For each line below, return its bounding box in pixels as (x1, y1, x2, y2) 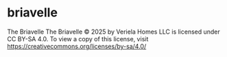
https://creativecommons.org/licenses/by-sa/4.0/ (7, 42, 147, 50)
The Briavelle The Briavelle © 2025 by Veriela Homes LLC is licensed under (7, 27, 221, 36)
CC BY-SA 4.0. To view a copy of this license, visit (7, 34, 149, 43)
